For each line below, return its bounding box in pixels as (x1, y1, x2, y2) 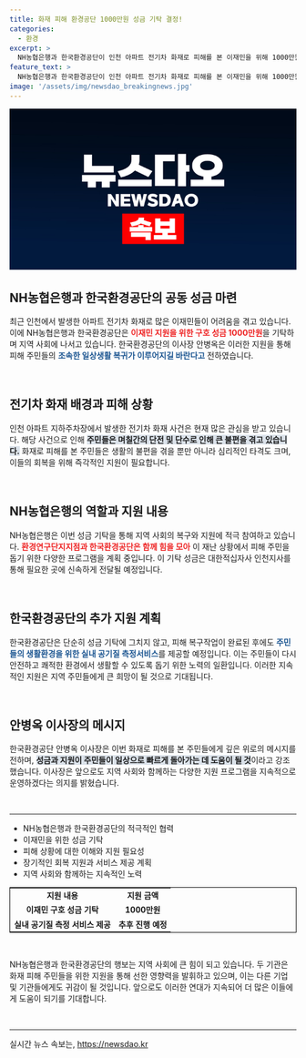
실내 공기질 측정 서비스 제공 (14, 919, 111, 930)
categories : (9, 24, 55, 34)
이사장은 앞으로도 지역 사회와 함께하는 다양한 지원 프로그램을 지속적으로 (43, 766, 297, 778)
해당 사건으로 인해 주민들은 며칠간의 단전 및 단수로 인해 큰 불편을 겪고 (21, 433, 264, 445)
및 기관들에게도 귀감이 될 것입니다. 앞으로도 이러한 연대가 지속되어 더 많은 (9, 982, 270, 992)
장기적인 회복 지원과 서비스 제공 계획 (22, 857, 152, 869)
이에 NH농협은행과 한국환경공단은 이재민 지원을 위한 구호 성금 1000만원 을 (9, 328, 270, 339)
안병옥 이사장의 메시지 (9, 717, 126, 733)
